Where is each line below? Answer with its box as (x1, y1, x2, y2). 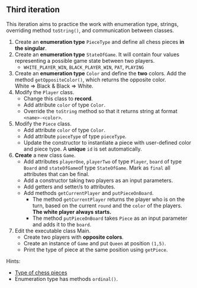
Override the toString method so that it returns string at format (23, 107, 177, 114)
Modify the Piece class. (14, 120, 72, 127)
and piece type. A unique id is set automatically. (23, 145, 142, 152)
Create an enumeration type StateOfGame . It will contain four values (14, 50, 179, 58)
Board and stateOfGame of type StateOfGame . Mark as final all (23, 164, 170, 171)
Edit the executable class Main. (14, 227, 91, 234)
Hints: (6, 257, 21, 264)
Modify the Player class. (14, 88, 75, 95)
